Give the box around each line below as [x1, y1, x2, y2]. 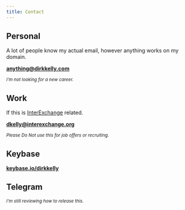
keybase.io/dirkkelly [6, 165, 59, 172]
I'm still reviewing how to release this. [6, 198, 84, 204]
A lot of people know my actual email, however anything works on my [6, 47, 179, 54]
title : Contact [6, 8, 45, 15]
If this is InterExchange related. [6, 109, 83, 116]
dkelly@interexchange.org [6, 121, 75, 128]
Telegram [6, 182, 43, 193]
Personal [6, 31, 41, 42]
